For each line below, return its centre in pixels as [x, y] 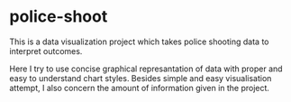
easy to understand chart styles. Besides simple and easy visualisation [141, 78]
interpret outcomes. [46, 51]
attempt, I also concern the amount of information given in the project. [140, 88]
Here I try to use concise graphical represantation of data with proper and [146, 69]
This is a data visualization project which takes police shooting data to [139, 42]
